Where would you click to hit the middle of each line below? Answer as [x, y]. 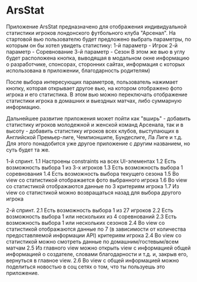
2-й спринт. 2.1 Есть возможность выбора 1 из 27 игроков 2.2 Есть [90, 210]
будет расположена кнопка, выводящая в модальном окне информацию [98, 58]
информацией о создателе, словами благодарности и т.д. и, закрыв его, [97, 254]
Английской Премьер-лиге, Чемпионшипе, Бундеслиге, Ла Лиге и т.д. [94, 137]
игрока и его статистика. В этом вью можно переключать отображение [97, 94]
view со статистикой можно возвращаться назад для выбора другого [94, 192]
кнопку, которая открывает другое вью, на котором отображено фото [94, 88]
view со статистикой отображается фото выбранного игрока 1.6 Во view [97, 180]
